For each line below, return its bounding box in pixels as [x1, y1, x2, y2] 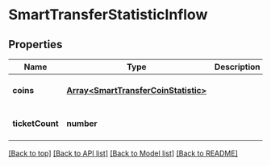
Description [214, 62, 261, 72]
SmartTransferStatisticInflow [8, 6, 208, 24]
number [66, 118, 98, 129]
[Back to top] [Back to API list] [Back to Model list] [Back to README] [8, 148, 238, 158]
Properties [8, 38, 63, 51]
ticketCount [12, 118, 59, 129]
